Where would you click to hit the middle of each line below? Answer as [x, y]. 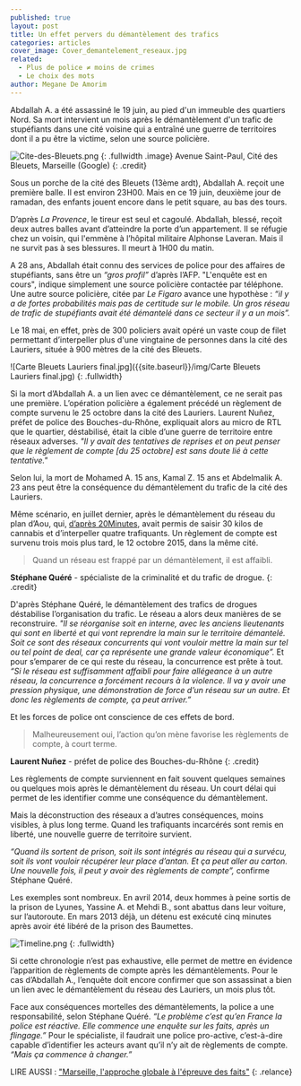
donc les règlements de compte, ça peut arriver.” [101, 699]
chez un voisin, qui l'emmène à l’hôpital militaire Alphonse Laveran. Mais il [147, 238]
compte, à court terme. [74, 743]
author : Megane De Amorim [58, 84]
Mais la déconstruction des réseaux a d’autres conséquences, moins [137, 815]
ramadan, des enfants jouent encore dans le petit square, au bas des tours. [149, 202]
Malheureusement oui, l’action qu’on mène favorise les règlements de [160, 734]
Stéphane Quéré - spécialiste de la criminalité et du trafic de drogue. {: [141, 577]
